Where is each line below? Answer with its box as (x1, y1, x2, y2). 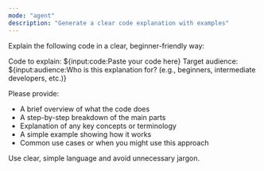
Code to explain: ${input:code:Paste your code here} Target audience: (8, 56, 239, 66)
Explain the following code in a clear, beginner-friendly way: (8, 41, 205, 50)
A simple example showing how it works (19, 129, 152, 139)
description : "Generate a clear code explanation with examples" (8, 19, 229, 27)
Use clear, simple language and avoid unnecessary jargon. (8, 153, 200, 163)
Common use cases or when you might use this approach (19, 138, 209, 147)
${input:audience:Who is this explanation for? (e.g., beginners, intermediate (8, 64, 256, 74)
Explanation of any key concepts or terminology (19, 121, 177, 130)
